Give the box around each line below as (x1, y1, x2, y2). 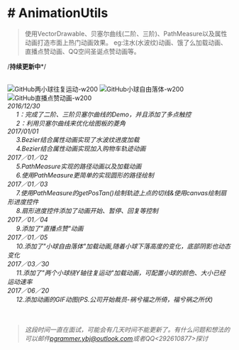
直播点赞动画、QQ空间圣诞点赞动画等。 (24, 47, 140, 55)
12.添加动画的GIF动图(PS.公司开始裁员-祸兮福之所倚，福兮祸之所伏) (16, 295, 213, 303)
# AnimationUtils (7, 5, 109, 21)
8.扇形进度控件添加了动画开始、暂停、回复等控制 (16, 206, 159, 214)
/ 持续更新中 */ (7, 62, 47, 70)
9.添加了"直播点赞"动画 (16, 224, 84, 232)
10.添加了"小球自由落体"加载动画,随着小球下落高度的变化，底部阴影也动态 (16, 241, 230, 250)
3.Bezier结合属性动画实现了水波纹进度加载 (16, 135, 140, 143)
